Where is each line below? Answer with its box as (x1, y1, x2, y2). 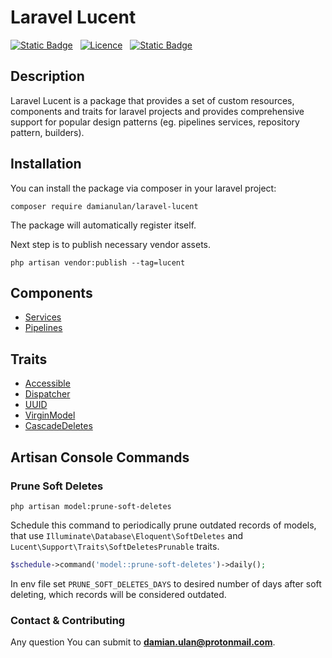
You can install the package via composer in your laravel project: (10, 182, 277, 194)
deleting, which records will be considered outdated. (10, 588, 227, 600)
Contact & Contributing (10, 613, 126, 627)
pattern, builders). (10, 126, 85, 138)
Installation (10, 156, 82, 173)
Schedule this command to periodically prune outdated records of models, (10, 519, 317, 531)
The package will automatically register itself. (10, 219, 197, 231)
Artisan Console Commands (10, 449, 190, 466)
